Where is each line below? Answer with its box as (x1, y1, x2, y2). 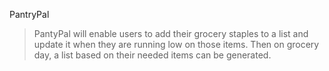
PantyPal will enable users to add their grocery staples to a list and (33, 28, 309, 39)
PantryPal (9, 9, 50, 20)
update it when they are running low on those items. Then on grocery (33, 39, 320, 50)
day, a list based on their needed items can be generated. (33, 49, 272, 61)
